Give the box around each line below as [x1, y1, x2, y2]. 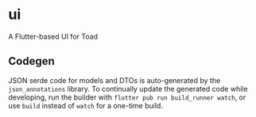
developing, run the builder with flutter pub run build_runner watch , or [8, 92, 246, 102]
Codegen [8, 55, 56, 68]
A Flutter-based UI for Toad [8, 32, 98, 41]
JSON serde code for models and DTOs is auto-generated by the [8, 75, 221, 85]
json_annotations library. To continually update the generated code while [8, 84, 248, 93]
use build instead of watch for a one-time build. [8, 100, 163, 110]
